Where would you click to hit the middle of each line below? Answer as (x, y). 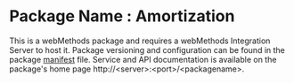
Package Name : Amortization (122, 16)
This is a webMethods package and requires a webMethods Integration (140, 41)
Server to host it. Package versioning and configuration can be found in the (147, 49)
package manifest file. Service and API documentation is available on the (143, 59)
